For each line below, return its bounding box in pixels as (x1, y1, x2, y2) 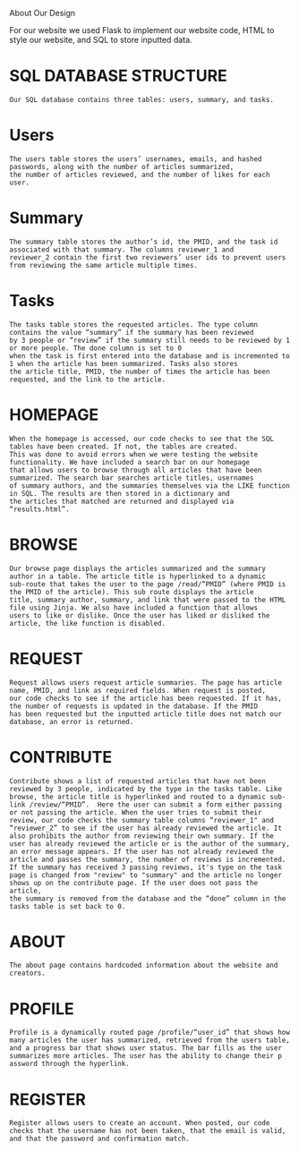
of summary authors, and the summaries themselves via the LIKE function (9, 481, 291, 491)
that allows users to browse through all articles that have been (9, 465, 262, 474)
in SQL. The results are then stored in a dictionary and (9, 489, 230, 498)
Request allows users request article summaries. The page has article (9, 678, 282, 687)
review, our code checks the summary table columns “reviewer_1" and (9, 815, 275, 824)
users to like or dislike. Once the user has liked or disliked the (9, 610, 270, 620)
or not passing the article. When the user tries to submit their (9, 807, 262, 817)
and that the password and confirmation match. (9, 1134, 191, 1144)
